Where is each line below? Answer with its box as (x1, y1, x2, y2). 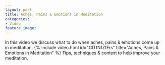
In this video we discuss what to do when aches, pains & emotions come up (5, 39, 160, 45)
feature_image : (5, 26, 37, 31)
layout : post (5, 7, 32, 12)
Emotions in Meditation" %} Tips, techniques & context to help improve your (5, 50, 160, 56)
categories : (5, 16, 30, 21)
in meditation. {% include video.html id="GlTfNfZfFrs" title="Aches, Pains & (5, 45, 159, 51)
